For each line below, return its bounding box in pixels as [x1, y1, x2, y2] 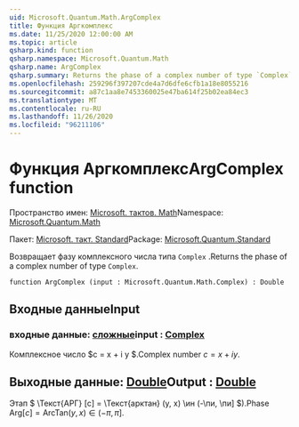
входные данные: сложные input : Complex [9, 328, 205, 341]
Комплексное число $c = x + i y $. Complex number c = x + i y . [9, 349, 240, 359]
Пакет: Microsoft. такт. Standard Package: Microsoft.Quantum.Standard [9, 233, 271, 245]
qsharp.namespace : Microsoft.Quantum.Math [9, 54, 169, 63]
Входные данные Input [9, 302, 141, 317]
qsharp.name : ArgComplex [9, 63, 101, 72]
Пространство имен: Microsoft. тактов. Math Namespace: [9, 206, 224, 218]
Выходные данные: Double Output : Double [9, 375, 256, 390]
